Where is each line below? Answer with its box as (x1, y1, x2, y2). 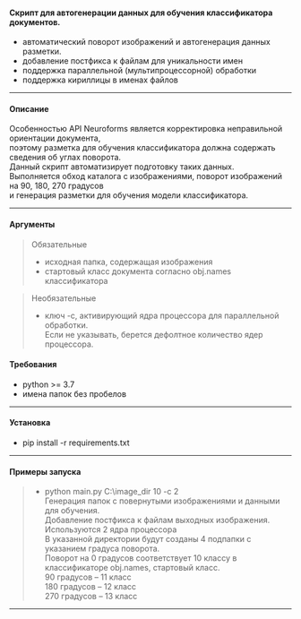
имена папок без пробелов (21, 388, 127, 399)
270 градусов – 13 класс (44, 591, 138, 602)
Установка (9, 417, 51, 428)
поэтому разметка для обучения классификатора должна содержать (9, 142, 276, 153)
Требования (9, 359, 57, 370)
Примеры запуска (9, 466, 82, 477)
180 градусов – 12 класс (44, 581, 137, 592)
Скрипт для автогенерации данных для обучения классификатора (9, 7, 273, 18)
